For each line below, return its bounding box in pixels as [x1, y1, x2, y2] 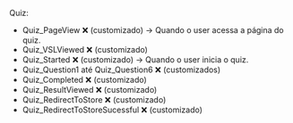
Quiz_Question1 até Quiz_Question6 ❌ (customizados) [22, 64, 221, 75]
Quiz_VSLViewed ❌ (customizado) [22, 45, 148, 54]
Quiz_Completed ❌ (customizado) [22, 75, 148, 85]
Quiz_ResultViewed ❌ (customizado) [22, 85, 158, 94]
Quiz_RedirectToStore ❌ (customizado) [22, 94, 167, 105]
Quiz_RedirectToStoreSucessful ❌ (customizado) [22, 104, 203, 115]
